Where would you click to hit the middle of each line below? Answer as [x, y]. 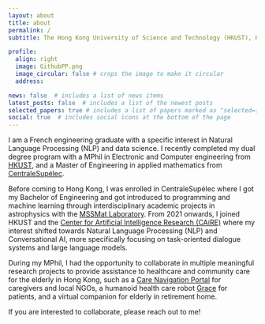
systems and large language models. [68, 248]
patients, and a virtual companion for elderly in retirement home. [113, 296]
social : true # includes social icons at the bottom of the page [119, 118]
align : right [37, 59]
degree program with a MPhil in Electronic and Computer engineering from [129, 157]
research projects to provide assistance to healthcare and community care [129, 271]
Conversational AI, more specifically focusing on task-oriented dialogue [125, 239]
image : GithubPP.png [49, 67]
